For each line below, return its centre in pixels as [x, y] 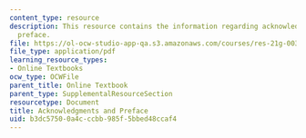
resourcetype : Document [55, 102]
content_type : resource [55, 18]
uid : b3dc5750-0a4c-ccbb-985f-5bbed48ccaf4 [93, 119]
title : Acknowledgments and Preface [79, 111]
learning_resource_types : [58, 60]
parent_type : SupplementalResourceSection [91, 94]
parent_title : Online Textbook [69, 85]
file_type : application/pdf [63, 52]
